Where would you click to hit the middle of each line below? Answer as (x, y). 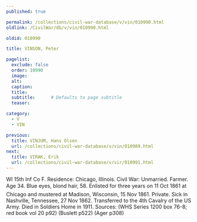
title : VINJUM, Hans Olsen (44, 141)
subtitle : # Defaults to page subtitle (67, 97)
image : (19, 76)
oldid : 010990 (24, 38)
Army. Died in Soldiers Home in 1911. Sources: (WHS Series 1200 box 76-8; (96, 207)
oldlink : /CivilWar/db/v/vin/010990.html (58, 28)
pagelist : (18, 59)
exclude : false (30, 65)
